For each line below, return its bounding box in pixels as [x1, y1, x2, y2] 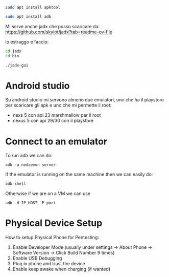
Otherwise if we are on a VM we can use [5, 190, 91, 197]
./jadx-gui [5, 62, 29, 68]
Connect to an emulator [5, 136, 107, 147]
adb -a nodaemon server [5, 162, 56, 167]
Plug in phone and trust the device [12, 261, 85, 267]
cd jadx [5, 49, 22, 54]
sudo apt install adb [5, 14, 52, 19]
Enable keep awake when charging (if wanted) [12, 266, 111, 272]
